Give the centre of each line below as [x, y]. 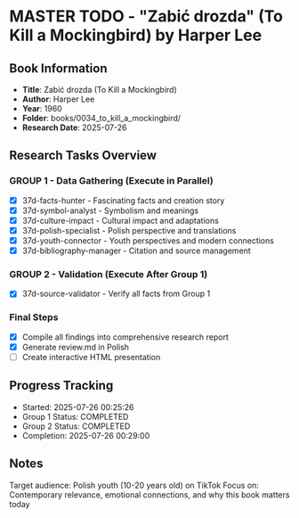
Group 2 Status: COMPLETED [76, 426]
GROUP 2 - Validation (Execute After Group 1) [109, 274]
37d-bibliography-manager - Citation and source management [136, 251]
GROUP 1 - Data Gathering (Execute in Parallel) [111, 181]
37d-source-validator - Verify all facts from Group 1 [116, 294]
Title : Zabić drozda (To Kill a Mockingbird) [100, 90]
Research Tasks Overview [83, 156]
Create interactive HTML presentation [91, 357]
